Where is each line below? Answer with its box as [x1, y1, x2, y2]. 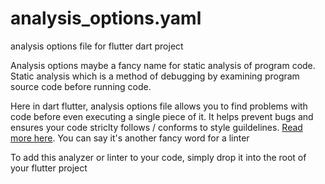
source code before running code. [10, 80, 152, 92]
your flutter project [10, 162, 88, 174]
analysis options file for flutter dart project [10, 40, 184, 52]
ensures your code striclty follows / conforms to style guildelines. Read [10, 121, 303, 133]
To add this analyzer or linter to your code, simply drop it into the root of [10, 151, 307, 163]
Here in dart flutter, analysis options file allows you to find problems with [10, 100, 308, 112]
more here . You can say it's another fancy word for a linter [10, 132, 250, 144]
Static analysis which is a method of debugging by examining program [10, 70, 300, 82]
